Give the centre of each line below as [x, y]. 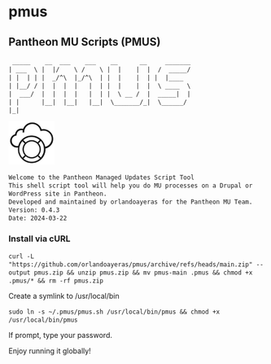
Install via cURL [39, 239]
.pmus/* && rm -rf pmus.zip [56, 281]
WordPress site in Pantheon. [58, 194]
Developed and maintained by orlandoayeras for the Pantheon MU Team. [131, 202]
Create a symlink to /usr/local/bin [64, 296]
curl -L [22, 257]
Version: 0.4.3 [34, 210]
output [20, 273]
